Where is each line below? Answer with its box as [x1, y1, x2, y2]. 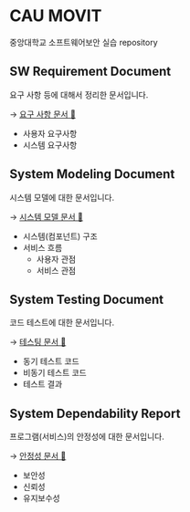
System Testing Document [9, 291, 164, 307]
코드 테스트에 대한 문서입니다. [9, 317, 115, 329]
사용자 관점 [36, 253, 76, 265]
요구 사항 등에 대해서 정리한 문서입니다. [9, 89, 149, 100]
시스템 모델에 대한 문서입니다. [9, 192, 115, 203]
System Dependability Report [9, 405, 181, 421]
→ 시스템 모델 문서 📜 [9, 211, 84, 222]
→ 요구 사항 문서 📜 [9, 109, 76, 120]
